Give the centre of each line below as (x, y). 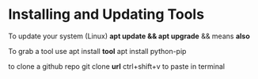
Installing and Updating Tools (106, 14)
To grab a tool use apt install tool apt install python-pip (97, 51)
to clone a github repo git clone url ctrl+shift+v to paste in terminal (117, 66)
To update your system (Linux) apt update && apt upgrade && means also (129, 36)
